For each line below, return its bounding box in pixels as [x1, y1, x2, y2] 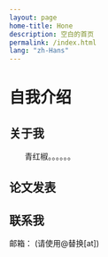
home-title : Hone [9, 21, 73, 30]
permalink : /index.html [9, 37, 97, 47]
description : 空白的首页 [9, 29, 95, 38]
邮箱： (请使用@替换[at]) [9, 238, 100, 249]
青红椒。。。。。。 [25, 151, 75, 162]
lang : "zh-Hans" [9, 46, 69, 55]
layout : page [9, 12, 58, 22]
